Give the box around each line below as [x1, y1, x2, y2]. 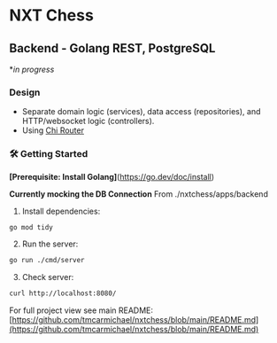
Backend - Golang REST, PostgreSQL [9, 41, 216, 56]
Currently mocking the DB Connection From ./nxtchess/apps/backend [9, 188, 268, 199]
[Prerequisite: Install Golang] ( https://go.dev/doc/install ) [9, 171, 215, 182]
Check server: [21, 272, 74, 283]
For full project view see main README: [9, 305, 153, 316]
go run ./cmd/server [9, 256, 86, 265]
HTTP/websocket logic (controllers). [21, 116, 155, 127]
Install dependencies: [21, 206, 101, 216]
